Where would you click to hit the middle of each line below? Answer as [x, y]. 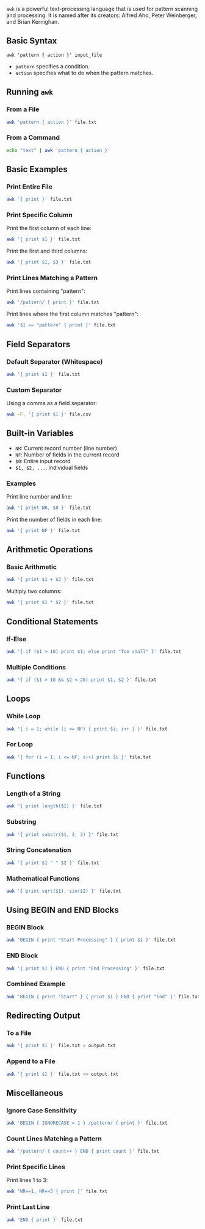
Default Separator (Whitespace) [55, 361]
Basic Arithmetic [31, 567]
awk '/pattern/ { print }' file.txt [53, 302]
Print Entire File [30, 187]
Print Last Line [28, 1207]
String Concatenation [39, 850]
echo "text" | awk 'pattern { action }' [59, 150]
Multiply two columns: [34, 591]
